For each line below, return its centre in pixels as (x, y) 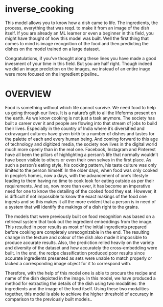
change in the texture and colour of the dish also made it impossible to (76, 237)
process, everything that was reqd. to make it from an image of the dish (77, 28)
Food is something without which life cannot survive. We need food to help (81, 107)
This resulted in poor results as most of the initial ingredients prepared (76, 227)
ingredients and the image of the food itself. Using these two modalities (77, 288)
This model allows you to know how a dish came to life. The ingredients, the (81, 23)
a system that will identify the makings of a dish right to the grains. (72, 207)
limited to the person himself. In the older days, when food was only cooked (81, 170)
